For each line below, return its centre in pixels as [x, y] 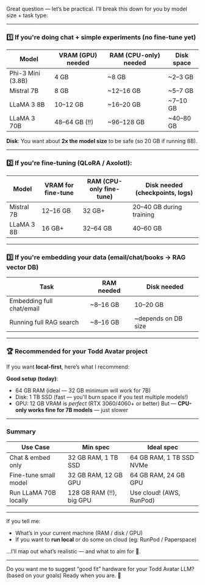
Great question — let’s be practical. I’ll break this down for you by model [97, 9]
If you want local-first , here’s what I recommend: [68, 367]
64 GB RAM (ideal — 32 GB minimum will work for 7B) [83, 391]
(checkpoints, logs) [164, 193]
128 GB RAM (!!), [92, 493]
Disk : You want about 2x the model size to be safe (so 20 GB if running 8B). [102, 141]
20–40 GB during [157, 207]
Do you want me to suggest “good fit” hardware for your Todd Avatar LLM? [100, 569]
